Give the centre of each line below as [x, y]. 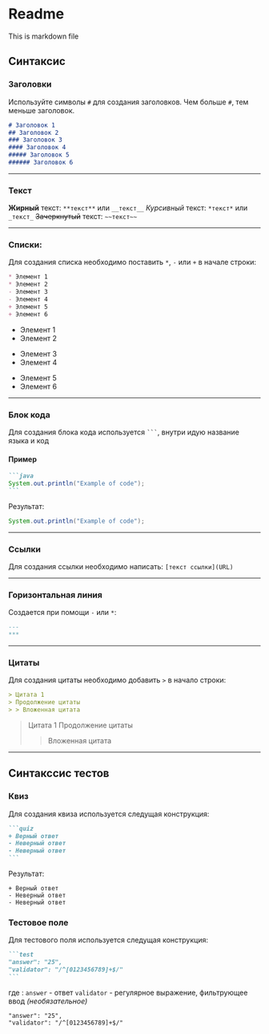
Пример [23, 459]
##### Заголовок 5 [39, 155]
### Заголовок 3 [35, 140]
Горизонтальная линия [55, 595]
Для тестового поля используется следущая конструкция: [108, 940]
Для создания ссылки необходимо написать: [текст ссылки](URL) [121, 567]
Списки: [25, 245]
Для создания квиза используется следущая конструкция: [109, 814]
